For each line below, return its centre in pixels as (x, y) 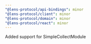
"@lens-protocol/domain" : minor (38, 18)
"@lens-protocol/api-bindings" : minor (44, 9)
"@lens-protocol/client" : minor (38, 14)
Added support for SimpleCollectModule (45, 37)
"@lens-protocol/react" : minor (37, 23)
